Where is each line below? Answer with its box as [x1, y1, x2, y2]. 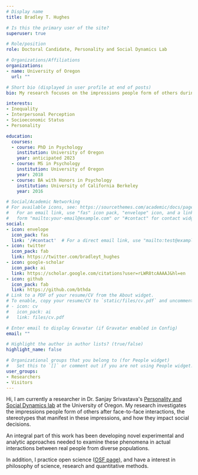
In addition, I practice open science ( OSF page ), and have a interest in [6, 456, 176, 463]
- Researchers [6, 374, 41, 380]
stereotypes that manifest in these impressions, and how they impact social [6, 415, 190, 422]
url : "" [11, 73, 31, 80]
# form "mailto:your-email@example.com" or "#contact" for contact [6, 215, 181, 221]
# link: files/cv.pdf [6, 314, 65, 320]
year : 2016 [16, 188, 44, 194]
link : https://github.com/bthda [11, 287, 91, 293]
